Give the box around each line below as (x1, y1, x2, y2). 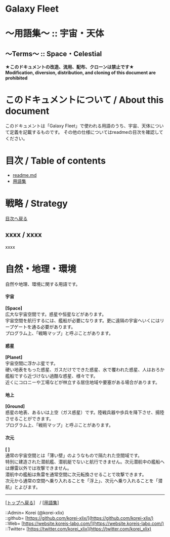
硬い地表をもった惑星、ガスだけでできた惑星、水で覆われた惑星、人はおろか (5, 367, 165, 373)
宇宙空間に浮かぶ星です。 (5, 360, 58, 366)
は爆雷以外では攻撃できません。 (5, 465, 72, 471)
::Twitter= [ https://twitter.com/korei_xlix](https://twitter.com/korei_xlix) (5, 525, 152, 532)
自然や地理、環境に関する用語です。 (5, 281, 80, 287)
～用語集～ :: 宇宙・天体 (5, 28, 104, 40)
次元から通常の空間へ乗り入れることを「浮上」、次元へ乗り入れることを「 (5, 477, 158, 484)
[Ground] (5, 403, 25, 409)
